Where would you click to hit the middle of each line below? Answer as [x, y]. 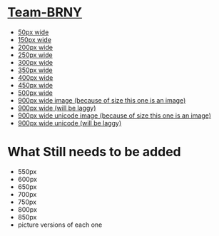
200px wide [35, 47]
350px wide [35, 70]
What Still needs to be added [94, 152]
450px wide [35, 85]
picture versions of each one [60, 225]
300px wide [35, 62]
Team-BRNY [45, 12]
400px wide [35, 77]
